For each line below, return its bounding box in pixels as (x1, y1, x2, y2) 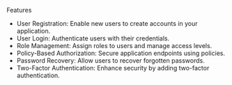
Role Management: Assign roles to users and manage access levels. (16, 42, 212, 49)
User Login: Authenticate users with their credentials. (16, 34, 170, 42)
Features (6, 6, 32, 14)
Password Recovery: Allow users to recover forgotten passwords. (16, 56, 205, 65)
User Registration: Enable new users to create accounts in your (16, 20, 198, 27)
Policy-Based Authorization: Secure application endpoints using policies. (16, 49, 226, 57)
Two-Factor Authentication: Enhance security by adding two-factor (16, 64, 210, 72)
